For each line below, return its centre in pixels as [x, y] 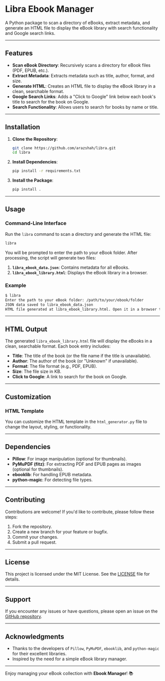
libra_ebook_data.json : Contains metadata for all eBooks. [71, 267]
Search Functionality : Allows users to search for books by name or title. [85, 107]
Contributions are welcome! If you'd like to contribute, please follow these [80, 512]
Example [16, 285]
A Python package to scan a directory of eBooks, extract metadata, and [78, 23]
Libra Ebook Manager [50, 9]
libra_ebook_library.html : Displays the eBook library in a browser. [80, 272]
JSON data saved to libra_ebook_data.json [49, 305]
